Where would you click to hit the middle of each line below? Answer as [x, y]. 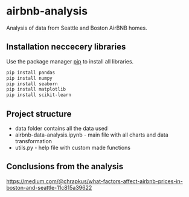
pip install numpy [29, 78]
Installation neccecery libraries [66, 47]
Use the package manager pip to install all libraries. [70, 61]
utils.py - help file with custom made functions [73, 147]
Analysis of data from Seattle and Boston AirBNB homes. [77, 28]
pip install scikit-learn [39, 95]
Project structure [39, 114]
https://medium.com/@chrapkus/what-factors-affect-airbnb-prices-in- [94, 181]
